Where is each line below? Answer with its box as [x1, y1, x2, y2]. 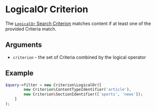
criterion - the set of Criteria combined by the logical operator [12, 54, 146, 60]
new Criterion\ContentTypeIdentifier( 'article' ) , [24, 87, 131, 92]
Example [5, 69, 34, 77]
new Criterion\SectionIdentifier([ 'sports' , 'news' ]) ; [24, 92, 143, 97]
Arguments [5, 41, 42, 49]
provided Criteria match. [5, 25, 57, 32]
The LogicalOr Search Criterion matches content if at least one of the [5, 20, 151, 26]
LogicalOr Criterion [5, 4, 88, 15]
